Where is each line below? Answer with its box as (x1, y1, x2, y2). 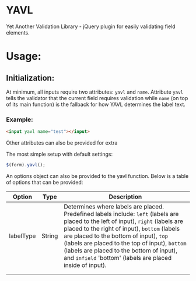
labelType (9, 232, 36, 240)
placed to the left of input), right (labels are (64, 217, 184, 225)
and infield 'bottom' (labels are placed (64, 253, 172, 262)
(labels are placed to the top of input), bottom (64, 239, 187, 247)
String (41, 232, 58, 240)
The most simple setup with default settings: (6, 150, 113, 158)
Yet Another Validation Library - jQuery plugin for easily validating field (6, 23, 176, 30)
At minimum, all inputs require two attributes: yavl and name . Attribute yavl (6, 88, 184, 95)
